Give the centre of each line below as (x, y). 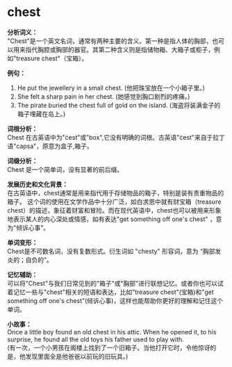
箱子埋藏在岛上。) (41, 114)
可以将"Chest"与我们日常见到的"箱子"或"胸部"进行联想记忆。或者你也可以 (112, 283)
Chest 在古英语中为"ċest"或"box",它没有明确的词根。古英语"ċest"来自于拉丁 (116, 137)
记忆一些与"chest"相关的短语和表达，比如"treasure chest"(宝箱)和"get (113, 292)
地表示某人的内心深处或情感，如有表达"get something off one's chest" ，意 (115, 219)
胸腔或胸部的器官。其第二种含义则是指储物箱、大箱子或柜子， (125, 49)
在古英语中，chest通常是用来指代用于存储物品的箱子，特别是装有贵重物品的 (116, 193)
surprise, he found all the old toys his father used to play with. (96, 339)
